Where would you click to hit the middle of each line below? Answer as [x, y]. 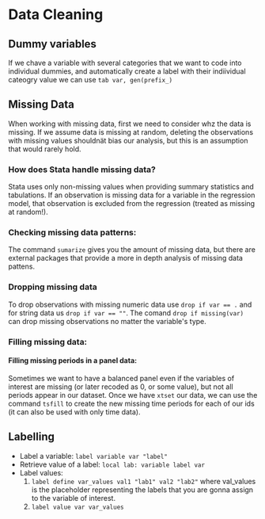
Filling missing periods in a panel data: [72, 361]
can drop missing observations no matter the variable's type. [108, 321]
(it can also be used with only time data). [74, 412]
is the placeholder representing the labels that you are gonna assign [142, 490]
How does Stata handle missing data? [82, 170]
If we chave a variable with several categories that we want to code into [125, 63]
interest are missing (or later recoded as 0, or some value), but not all [121, 387]
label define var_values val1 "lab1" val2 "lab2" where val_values [144, 481]
